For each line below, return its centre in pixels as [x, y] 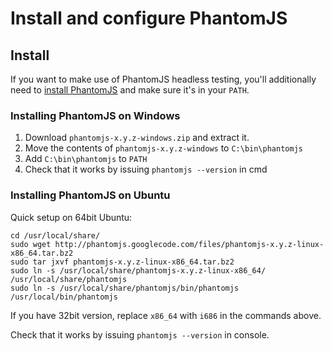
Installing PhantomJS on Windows [95, 115]
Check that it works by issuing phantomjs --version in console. [140, 334]
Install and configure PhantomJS [149, 18]
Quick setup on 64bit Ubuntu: [71, 217]
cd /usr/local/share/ [55, 235]
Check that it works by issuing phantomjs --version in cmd [146, 169]
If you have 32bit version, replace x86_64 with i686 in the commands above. [166, 315]
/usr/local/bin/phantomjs [64, 297]
